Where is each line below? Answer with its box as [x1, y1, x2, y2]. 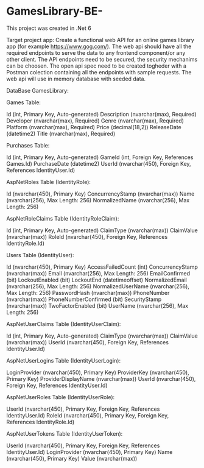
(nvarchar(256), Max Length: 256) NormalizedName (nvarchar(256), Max [6, 196, 190, 204]
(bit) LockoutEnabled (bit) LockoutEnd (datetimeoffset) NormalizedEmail [6, 276, 188, 283]
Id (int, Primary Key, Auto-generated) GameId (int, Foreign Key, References [6, 154, 194, 161]
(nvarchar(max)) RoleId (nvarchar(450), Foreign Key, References [6, 233, 168, 240]
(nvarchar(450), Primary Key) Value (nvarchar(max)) [6, 455, 138, 462]
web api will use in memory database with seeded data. [6, 75, 146, 82]
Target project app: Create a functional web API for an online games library [6, 36, 195, 43]
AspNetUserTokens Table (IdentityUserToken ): [6, 430, 123, 437]
